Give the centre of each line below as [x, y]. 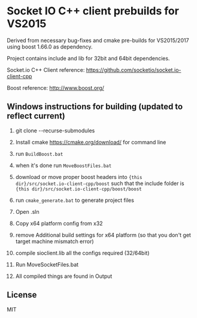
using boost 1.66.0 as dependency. [50, 47]
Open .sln [27, 211]
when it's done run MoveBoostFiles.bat [63, 165]
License [22, 295]
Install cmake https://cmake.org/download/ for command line [91, 142]
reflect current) [36, 116]
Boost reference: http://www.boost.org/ [55, 87]
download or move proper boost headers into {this [79, 177]
